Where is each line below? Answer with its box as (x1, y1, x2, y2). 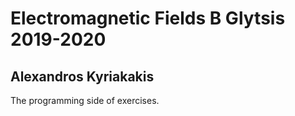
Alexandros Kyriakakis (10, 68, 155, 85)
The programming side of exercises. (10, 95, 160, 106)
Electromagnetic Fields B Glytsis (10, 7, 286, 30)
